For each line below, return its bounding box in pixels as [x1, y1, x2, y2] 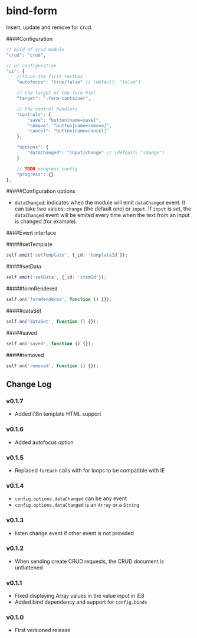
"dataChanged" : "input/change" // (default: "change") [27, 150, 165, 156]
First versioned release [14, 627, 71, 634]
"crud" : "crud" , [6, 52, 46, 58]
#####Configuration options [6, 187, 75, 195]
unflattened [14, 563, 43, 571]
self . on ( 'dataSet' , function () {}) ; [6, 319, 99, 325]
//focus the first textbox [17, 74, 83, 80]
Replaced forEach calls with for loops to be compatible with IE [14, 467, 165, 474]
